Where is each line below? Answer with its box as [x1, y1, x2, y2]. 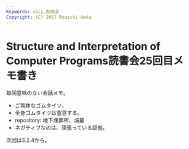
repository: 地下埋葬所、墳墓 [14, 116, 85, 124]
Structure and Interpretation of [6, 40, 161, 53]
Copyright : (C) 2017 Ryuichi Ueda [6, 14, 92, 20]
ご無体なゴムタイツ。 [14, 102, 67, 109]
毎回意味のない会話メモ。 [6, 89, 69, 96]
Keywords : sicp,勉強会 [6, 8, 60, 15]
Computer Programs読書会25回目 [6, 54, 174, 67]
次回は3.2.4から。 [6, 137, 50, 144]
